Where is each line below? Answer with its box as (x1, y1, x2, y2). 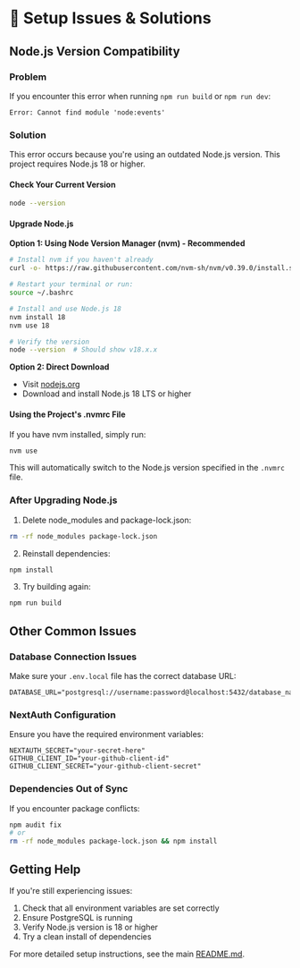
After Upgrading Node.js (9, 494, 118, 506)
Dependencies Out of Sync (9, 783, 129, 795)
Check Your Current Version (9, 179, 116, 190)
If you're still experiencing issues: (9, 886, 133, 896)
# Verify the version (9, 337, 90, 346)
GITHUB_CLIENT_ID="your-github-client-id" (9, 754, 170, 763)
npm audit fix (9, 820, 62, 829)
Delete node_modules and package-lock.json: (21, 514, 192, 525)
